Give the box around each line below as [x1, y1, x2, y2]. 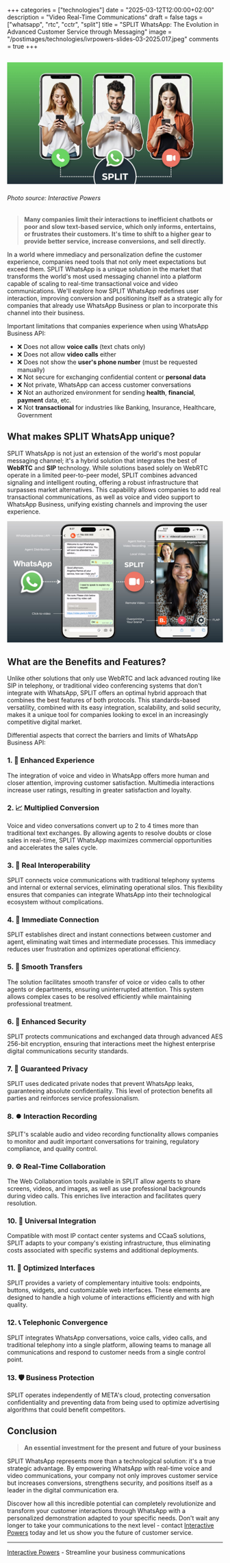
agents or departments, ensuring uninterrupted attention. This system [7, 985, 204, 993]
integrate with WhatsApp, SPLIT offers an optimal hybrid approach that [7, 689, 207, 697]
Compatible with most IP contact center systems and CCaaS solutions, [7, 1232, 207, 1240]
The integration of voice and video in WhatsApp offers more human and [7, 771, 209, 779]
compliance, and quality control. [7, 1144, 98, 1152]
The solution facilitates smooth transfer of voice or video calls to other [7, 978, 205, 986]
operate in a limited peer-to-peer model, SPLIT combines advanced [7, 471, 198, 479]
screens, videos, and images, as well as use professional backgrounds [7, 1184, 207, 1192]
